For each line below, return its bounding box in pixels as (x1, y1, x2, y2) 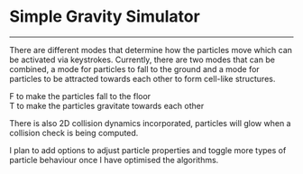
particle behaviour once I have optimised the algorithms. (9, 154, 219, 165)
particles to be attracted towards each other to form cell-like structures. (9, 73, 276, 84)
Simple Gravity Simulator (9, 6, 200, 27)
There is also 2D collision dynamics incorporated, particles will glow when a (9, 117, 291, 128)
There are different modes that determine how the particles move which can (9, 44, 293, 55)
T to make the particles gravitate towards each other (9, 100, 205, 111)
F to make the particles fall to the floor (9, 90, 151, 101)
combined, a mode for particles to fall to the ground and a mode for (9, 63, 260, 74)
